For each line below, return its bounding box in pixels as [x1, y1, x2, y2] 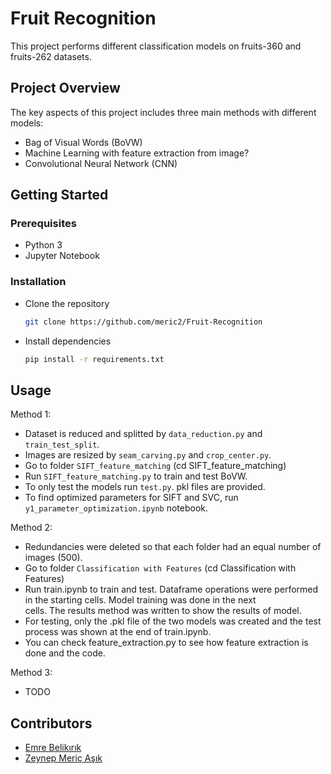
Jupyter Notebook [24, 250, 100, 262]
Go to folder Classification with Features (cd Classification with [24, 562, 297, 574]
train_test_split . [24, 438, 100, 451]
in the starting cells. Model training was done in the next [24, 594, 257, 606]
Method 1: [10, 408, 52, 421]
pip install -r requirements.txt [24, 354, 165, 364]
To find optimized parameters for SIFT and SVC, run [24, 492, 239, 504]
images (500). [24, 552, 83, 564]
